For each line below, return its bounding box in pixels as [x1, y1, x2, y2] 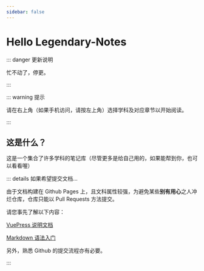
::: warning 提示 [6, 93, 46, 101]
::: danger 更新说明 [6, 56, 53, 63]
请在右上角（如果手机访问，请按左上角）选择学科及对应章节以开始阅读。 [6, 106, 187, 113]
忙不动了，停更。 [6, 69, 49, 76]
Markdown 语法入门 [6, 234, 56, 241]
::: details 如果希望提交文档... [6, 175, 78, 182]
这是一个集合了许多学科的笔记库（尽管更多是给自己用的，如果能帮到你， [6, 155, 187, 162]
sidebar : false [6, 8, 45, 15]
